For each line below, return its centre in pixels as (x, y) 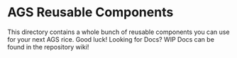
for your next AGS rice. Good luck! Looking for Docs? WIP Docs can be (111, 39)
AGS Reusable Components (90, 12)
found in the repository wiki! (48, 47)
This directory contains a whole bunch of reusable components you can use (118, 32)
